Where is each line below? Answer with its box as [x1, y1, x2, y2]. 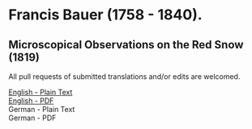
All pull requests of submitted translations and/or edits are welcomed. [8, 72, 241, 81]
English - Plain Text [8, 87, 73, 97]
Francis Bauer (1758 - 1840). [8, 6, 203, 24]
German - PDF [8, 113, 57, 123]
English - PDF [8, 96, 54, 106]
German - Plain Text [8, 105, 75, 114]
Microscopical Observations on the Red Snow [8, 38, 244, 52]
